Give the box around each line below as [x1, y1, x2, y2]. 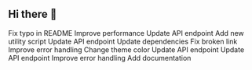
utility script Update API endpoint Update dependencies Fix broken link [8, 37, 238, 46]
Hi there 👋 [8, 8, 57, 21]
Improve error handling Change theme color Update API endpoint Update [8, 44, 245, 54]
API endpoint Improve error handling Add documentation [8, 53, 192, 62]
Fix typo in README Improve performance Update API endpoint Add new [8, 28, 245, 37]
